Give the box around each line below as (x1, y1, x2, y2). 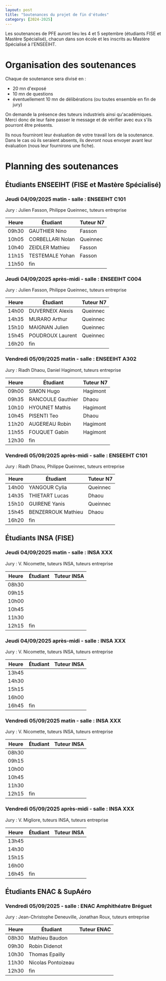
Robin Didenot (28, 943, 62, 950)
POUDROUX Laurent (28, 332, 77, 339)
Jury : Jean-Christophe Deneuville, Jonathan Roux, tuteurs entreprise (5, 914, 150, 920)
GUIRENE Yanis (28, 501, 65, 508)
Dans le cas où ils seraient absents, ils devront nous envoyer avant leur (5, 137, 152, 143)
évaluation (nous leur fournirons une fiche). (5, 142, 95, 149)
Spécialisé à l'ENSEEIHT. (5, 41, 57, 47)
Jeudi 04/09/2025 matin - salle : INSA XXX (5, 549, 113, 556)
